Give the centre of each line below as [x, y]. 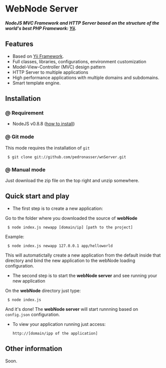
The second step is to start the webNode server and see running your [85, 275]
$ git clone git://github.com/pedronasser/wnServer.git [67, 157]
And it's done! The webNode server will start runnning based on [72, 309]
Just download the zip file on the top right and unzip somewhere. [72, 180]
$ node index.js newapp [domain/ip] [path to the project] [70, 227]
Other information [34, 349]
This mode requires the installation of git [47, 148]
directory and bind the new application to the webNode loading [70, 260]
